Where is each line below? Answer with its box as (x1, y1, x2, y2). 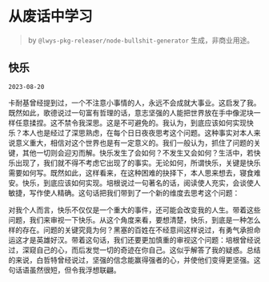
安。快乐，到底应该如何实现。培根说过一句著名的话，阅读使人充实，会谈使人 (8, 178, 261, 187)
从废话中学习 (8, 7, 94, 26)
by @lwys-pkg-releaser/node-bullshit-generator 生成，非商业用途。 (27, 35, 255, 45)
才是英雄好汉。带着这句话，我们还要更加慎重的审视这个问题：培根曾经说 (22, 235, 261, 244)
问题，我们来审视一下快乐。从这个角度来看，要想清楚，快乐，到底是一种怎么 (8, 215, 261, 224)
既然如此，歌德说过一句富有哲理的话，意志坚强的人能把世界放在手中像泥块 (8, 107, 254, 117)
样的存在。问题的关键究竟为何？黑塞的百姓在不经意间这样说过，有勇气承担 (8, 225, 254, 235)
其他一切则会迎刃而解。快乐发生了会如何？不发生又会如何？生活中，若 (22, 147, 254, 157)
